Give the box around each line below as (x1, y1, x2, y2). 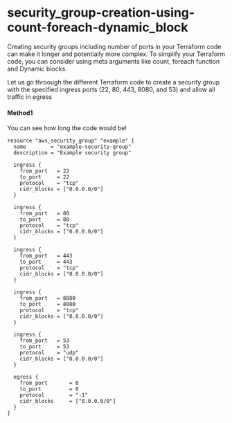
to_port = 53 (19, 343, 70, 350)
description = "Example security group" (13, 150, 132, 156)
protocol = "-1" (19, 392, 89, 399)
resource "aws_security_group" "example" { (7, 137, 135, 145)
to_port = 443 (19, 258, 73, 266)
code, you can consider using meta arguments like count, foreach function (7, 57, 220, 65)
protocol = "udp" (19, 350, 79, 357)
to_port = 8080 (19, 301, 76, 308)
